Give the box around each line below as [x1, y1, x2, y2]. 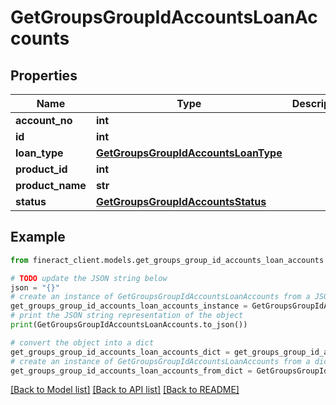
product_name [15, 179, 87, 192]
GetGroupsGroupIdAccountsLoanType [95, 146, 283, 160]
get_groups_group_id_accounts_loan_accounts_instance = [10, 301, 248, 311]
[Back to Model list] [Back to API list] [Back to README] [10, 384, 240, 396]
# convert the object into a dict [10, 337, 155, 348]
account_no [15, 114, 73, 127]
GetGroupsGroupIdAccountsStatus [95, 195, 267, 208]
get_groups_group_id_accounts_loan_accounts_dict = [10, 347, 230, 357]
